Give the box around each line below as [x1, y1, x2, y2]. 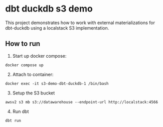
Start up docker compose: [12, 53, 67, 59]
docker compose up [5, 62, 44, 68]
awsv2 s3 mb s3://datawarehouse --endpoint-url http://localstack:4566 [5, 99, 158, 104]
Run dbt [12, 108, 29, 114]
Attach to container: [12, 71, 54, 77]
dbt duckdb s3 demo [5, 3, 93, 15]
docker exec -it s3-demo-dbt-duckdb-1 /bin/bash [5, 81, 109, 86]
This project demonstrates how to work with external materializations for [5, 20, 155, 26]
